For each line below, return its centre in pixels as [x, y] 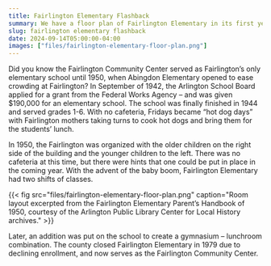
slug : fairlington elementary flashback [77, 31]
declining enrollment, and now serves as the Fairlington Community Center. [133, 253]
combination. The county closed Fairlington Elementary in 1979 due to [124, 245]
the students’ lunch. [41, 129]
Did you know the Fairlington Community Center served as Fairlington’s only [134, 69]
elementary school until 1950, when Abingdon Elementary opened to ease [131, 78]
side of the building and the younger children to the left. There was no [124, 154]
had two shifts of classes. [51, 179]
